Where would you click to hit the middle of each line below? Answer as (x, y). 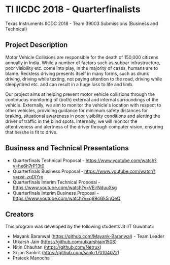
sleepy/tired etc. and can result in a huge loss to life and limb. (69, 84)
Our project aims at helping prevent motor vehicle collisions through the (80, 94)
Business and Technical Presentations (67, 148)
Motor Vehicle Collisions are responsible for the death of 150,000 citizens (82, 57)
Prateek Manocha (31, 258)
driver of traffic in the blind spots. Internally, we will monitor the (72, 121)
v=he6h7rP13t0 (28, 166)
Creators (20, 214)
